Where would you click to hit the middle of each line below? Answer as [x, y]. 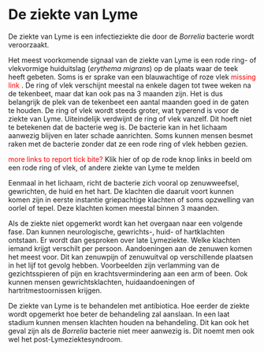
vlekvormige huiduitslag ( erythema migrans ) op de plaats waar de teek [123, 68]
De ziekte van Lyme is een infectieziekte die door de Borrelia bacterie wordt [131, 36]
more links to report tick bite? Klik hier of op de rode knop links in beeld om [130, 159]
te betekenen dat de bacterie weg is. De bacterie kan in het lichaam [118, 127]
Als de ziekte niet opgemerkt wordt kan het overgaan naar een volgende [125, 223]
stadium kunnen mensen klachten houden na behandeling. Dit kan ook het [129, 322]
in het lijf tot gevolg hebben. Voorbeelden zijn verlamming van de [114, 265]
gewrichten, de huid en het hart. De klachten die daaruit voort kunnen [121, 191]
